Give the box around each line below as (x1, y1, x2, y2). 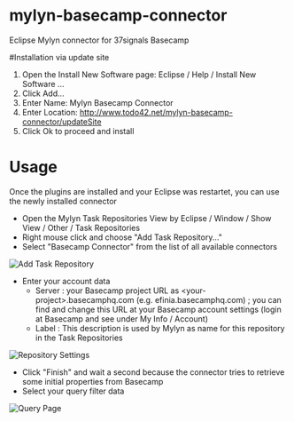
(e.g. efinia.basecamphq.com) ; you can (135, 294, 282, 305)
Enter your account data (21, 275, 111, 286)
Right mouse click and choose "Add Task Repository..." (21, 232, 223, 243)
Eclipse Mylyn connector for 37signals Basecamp (9, 35, 190, 45)
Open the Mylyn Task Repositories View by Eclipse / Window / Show (21, 212, 272, 223)
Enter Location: (21, 107, 78, 117)
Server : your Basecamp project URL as (35, 285, 180, 296)
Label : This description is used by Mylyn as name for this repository (35, 322, 285, 333)
